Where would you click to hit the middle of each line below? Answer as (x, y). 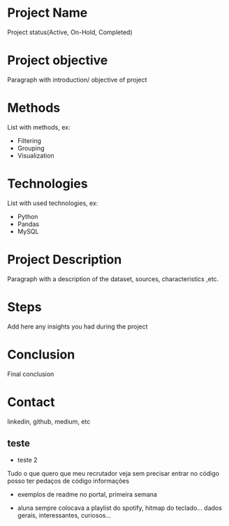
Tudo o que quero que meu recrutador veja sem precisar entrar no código (113, 474)
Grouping (31, 148)
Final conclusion (31, 374)
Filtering (29, 140)
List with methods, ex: (39, 127)
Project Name (47, 13)
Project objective (58, 60)
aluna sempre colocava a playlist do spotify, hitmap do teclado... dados (119, 508)
